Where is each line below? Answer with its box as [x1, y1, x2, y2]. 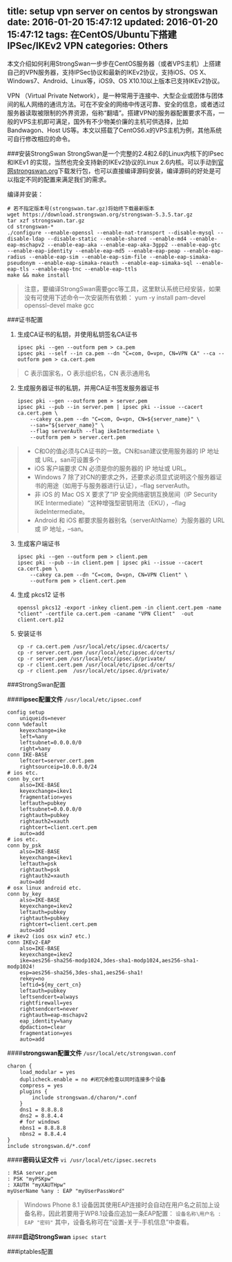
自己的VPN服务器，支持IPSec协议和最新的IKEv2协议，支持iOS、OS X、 [7, 68, 211, 76]
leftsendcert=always [19, 993, 79, 1000]
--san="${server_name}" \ [30, 421, 105, 428]
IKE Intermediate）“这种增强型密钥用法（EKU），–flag [34, 498, 186, 507]
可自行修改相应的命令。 [7, 134, 74, 143]
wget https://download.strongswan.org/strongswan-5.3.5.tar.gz [7, 211, 193, 218]
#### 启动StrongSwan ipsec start [7, 1232, 107, 1241]
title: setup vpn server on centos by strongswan [7, 6, 218, 17]
